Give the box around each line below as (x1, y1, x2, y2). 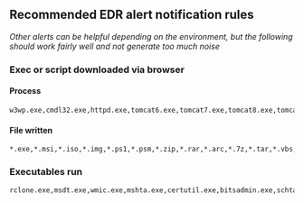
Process (9, 86, 42, 97)
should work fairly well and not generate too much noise (9, 41, 220, 51)
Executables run (9, 166, 83, 179)
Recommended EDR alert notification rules (9, 7, 255, 23)
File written (9, 125, 52, 135)
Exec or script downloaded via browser (9, 63, 185, 76)
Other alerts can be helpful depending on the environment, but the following (9, 31, 293, 42)
